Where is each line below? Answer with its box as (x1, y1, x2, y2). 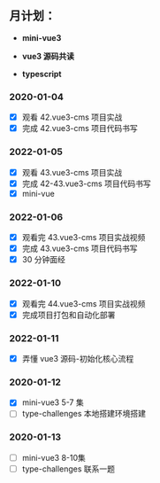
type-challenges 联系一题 (21, 464, 116, 474)
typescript (21, 68, 62, 79)
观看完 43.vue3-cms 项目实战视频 (21, 232, 146, 243)
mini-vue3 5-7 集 (21, 397, 84, 408)
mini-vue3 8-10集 (21, 452, 87, 463)
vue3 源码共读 (21, 51, 75, 61)
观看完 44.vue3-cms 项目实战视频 (21, 298, 146, 308)
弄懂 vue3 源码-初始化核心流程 (21, 353, 134, 363)
